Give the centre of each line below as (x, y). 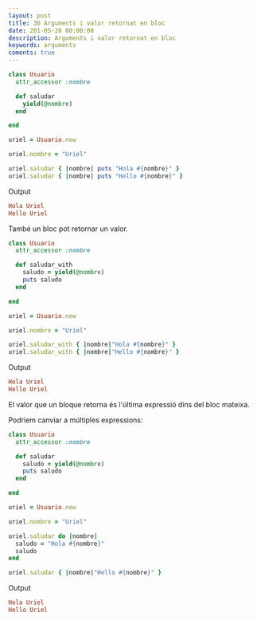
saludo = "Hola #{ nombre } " (60, 543)
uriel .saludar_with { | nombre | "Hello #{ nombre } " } (94, 352)
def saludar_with (44, 265)
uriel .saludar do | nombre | (53, 536)
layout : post (30, 16)
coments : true (32, 53)
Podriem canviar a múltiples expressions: (76, 420)
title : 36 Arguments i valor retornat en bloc (87, 23)
